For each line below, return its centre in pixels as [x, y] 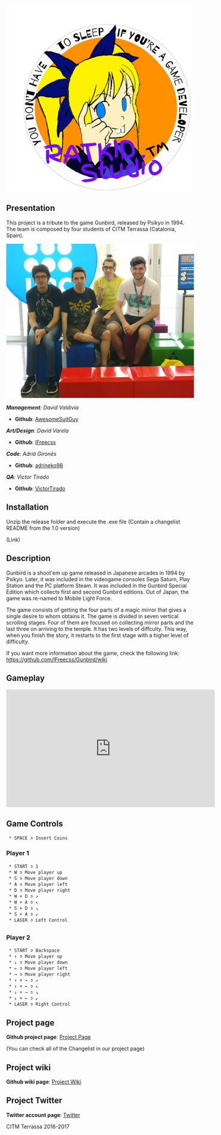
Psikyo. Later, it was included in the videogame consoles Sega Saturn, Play [98, 579]
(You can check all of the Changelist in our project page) [75, 1049]
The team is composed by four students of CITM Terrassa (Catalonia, [91, 229]
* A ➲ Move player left [38, 884]
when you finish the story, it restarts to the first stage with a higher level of [97, 635]
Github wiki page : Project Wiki [44, 1082]
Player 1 [18, 853]
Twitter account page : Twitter [43, 1115]
